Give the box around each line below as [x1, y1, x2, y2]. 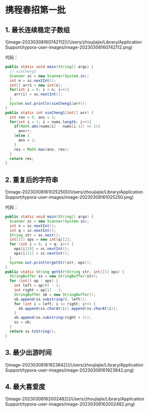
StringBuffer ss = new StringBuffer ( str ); [9, 274, 98, 279]
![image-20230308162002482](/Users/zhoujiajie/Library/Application [5, 396, 145, 402]
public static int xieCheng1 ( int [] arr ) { [5, 110, 94, 115]
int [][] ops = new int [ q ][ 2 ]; [9, 237, 72, 242]
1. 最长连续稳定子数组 [5, 26, 70, 34]
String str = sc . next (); [9, 232, 61, 237]
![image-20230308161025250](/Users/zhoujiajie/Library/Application [5, 189, 144, 195]
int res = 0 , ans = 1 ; [9, 114, 56, 120]
